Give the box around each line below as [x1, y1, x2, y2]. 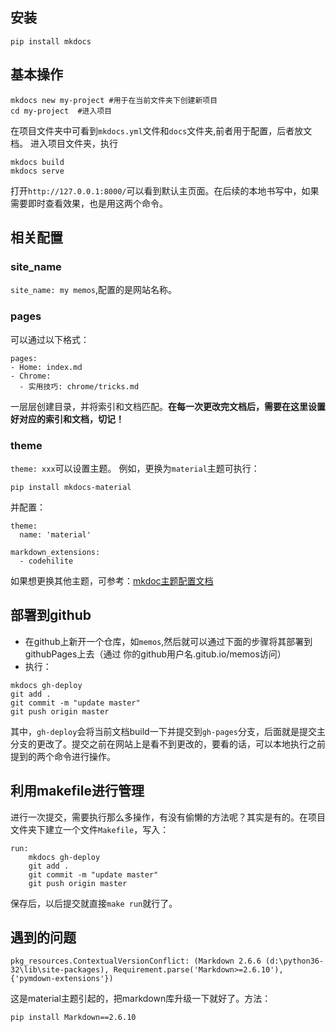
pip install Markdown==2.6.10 [10, 1013, 137, 1023]
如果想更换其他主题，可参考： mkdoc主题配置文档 [10, 574, 214, 587]
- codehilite [19, 556, 74, 566]
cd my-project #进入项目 [10, 106, 113, 116]
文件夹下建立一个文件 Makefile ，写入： [10, 823, 170, 835]
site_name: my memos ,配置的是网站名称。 [10, 284, 178, 296]
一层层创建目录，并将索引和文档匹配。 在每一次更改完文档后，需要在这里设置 [10, 400, 326, 412]
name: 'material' [19, 529, 92, 540]
